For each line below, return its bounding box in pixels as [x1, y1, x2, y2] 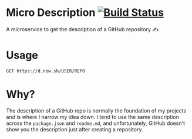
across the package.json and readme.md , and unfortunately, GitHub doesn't [6, 120, 186, 127]
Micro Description [6, 6, 96, 19]
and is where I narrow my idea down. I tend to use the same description [6, 113, 179, 120]
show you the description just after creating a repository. [6, 125, 143, 133]
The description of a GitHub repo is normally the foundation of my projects [6, 107, 187, 114]
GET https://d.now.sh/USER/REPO [6, 68, 85, 74]
